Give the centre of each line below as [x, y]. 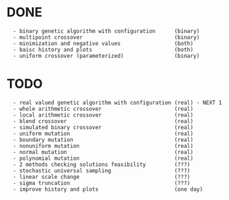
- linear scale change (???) [102, 177]
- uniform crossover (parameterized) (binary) [106, 56]
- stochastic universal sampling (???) [102, 170]
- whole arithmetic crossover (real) [103, 109]
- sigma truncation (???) [102, 183]
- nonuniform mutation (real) [103, 146]
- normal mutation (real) [103, 152]
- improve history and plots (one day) [108, 189]
